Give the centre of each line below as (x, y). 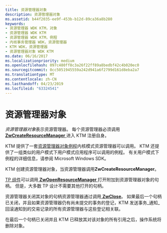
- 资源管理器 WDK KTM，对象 (31, 28)
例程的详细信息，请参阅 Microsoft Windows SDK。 (57, 159)
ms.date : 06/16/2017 (27, 56)
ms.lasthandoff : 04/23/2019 (34, 84)
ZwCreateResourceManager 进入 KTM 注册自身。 (57, 135)
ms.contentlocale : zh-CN (31, 79)
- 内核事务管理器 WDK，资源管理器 (36, 42)
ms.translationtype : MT (30, 75)
